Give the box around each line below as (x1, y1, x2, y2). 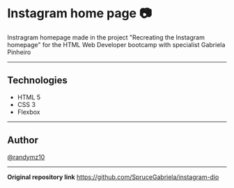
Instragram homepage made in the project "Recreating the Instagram (7, 33, 205, 42)
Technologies (7, 74, 68, 87)
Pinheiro (7, 48, 31, 56)
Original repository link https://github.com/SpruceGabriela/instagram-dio (7, 173, 219, 181)
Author (7, 135, 38, 146)
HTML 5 (17, 93, 41, 101)
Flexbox (17, 108, 40, 116)
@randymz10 (7, 153, 45, 161)
